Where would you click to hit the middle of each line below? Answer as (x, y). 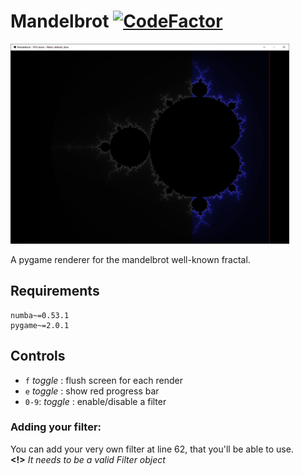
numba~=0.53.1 (40, 315)
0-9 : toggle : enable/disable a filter (95, 401)
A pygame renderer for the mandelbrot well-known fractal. (130, 259)
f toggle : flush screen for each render (103, 380)
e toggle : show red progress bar (92, 391)
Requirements (55, 291)
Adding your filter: (56, 427)
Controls (38, 356)
